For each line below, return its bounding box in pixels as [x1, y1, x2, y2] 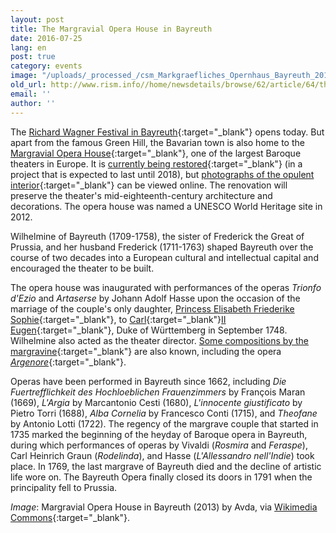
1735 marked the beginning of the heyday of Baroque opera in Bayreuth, [10, 428, 308, 440]
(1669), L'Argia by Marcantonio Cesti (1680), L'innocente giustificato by [10, 396, 303, 408]
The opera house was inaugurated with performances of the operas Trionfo [10, 281, 322, 293]
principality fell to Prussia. [10, 481, 118, 493]
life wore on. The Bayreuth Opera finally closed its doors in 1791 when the [10, 471, 313, 483]
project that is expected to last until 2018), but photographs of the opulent [10, 168, 315, 180]
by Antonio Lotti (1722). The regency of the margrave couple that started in [10, 417, 319, 430]
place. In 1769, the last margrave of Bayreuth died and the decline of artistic [10, 460, 322, 472]
